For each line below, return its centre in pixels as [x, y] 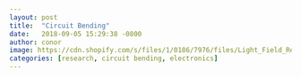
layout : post [34, 17]
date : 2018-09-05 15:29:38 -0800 [76, 34]
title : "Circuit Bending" [60, 26]
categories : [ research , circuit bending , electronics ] [114, 58]
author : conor [36, 42]
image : [21, 50]
